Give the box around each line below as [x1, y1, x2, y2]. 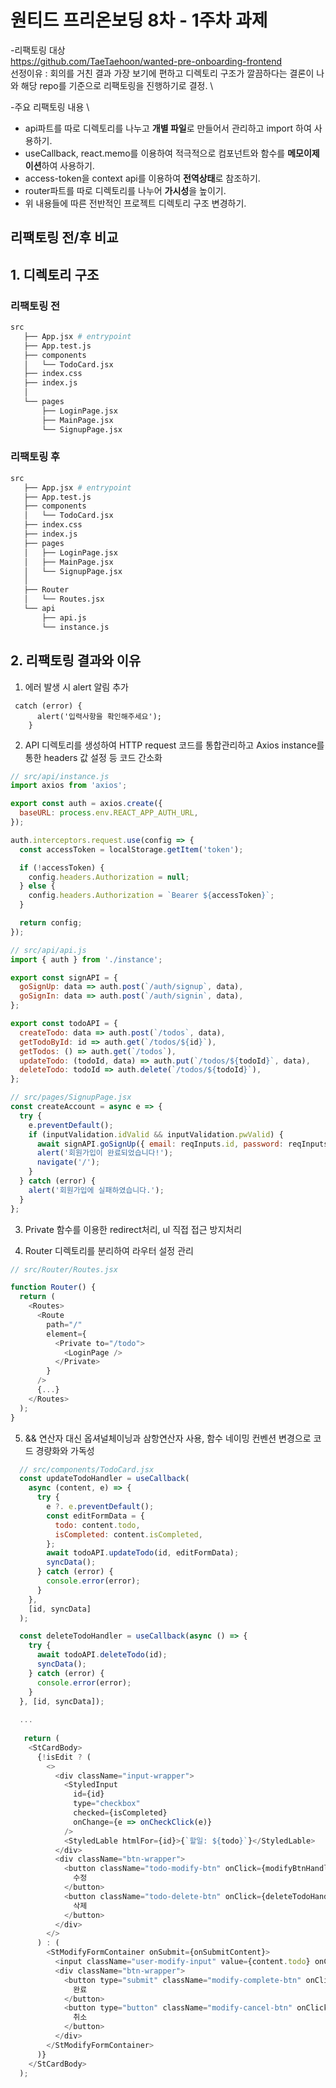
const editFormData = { [46, 1511, 145, 1521]
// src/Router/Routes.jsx [10, 1264, 118, 1275]
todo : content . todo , [54, 1520, 141, 1530]
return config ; [19, 918, 83, 928]
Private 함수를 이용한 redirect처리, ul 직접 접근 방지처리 [24, 1223, 243, 1235]
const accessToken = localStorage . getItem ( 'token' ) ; [19, 844, 244, 855]
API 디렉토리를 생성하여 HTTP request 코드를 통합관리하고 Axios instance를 [24, 739, 325, 751]
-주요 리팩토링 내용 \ [10, 101, 90, 113]
